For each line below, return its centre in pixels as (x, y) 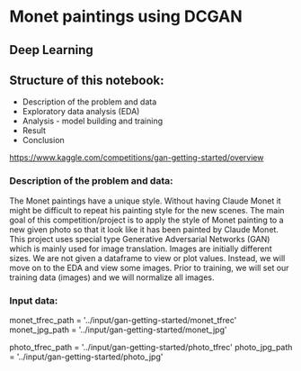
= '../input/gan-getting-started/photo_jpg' (86, 357)
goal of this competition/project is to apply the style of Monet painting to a (147, 220)
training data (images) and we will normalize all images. (112, 277)
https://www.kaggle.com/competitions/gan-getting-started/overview (137, 158)
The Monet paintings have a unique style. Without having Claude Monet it (145, 201)
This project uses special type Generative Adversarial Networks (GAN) (140, 239)
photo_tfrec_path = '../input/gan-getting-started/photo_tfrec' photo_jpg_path (151, 347)
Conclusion (43, 140)
